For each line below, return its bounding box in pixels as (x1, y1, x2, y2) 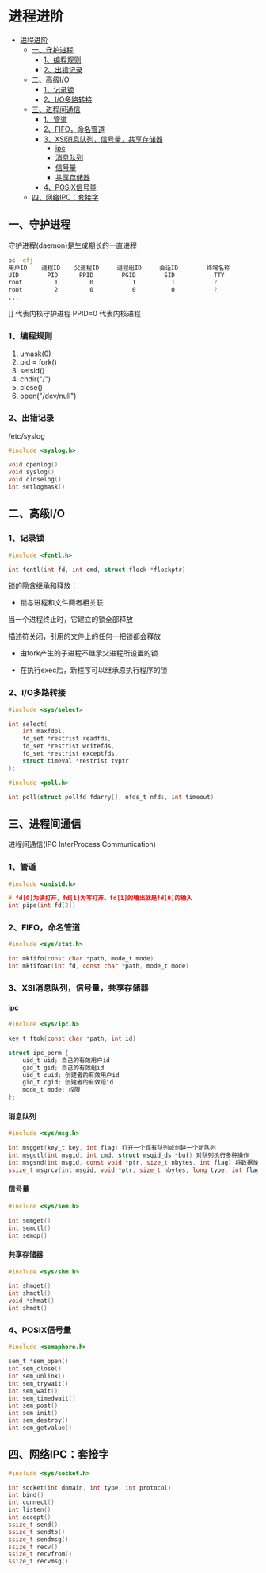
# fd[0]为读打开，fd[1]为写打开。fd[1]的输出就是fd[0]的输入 (8, 895, 192, 902)
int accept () (8, 1513, 51, 1521)
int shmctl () (8, 1289, 51, 1297)
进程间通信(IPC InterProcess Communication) (8, 840, 157, 849)
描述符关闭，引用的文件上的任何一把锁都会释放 (8, 632, 161, 641)
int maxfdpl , (22, 728, 66, 736)
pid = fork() (19, 357, 58, 367)
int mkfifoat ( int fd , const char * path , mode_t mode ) (8, 962, 190, 970)
